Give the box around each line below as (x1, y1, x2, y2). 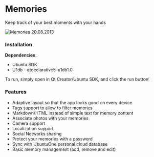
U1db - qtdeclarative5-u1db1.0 (12, 67, 73, 73)
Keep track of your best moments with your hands (5, 20, 106, 25)
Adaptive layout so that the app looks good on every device (12, 99, 132, 105)
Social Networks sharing (12, 131, 62, 137)
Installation (5, 41, 33, 48)
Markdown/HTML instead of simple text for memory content (12, 110, 133, 116)
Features (5, 89, 27, 96)
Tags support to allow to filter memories (12, 105, 93, 111)
